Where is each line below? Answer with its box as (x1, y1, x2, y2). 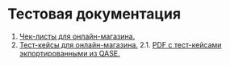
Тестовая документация (7, 5, 182, 23)
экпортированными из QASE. (19, 48, 120, 58)
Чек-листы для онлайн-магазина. (19, 31, 136, 41)
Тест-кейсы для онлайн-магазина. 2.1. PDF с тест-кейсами (19, 39, 222, 49)
